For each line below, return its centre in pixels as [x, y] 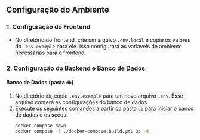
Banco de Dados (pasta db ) [40, 83]
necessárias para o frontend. [50, 53]
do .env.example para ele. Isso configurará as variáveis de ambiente [98, 46]
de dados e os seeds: [41, 115]
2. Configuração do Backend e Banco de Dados [76, 68]
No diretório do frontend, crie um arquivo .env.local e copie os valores [103, 40]
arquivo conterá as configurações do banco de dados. [82, 102]
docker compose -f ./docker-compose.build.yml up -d [82, 131]
